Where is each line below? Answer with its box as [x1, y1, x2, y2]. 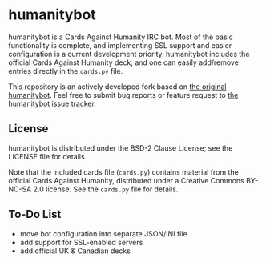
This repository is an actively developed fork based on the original [8, 82, 227, 91]
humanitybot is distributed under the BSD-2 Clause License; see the [8, 143, 233, 153]
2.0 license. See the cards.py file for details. [33, 184, 179, 194]
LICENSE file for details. [8, 151, 87, 161]
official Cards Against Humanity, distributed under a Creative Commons [8, 175, 244, 185]
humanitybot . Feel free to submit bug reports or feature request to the [8, 90, 239, 99]
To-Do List [8, 208, 62, 221]
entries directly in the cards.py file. [8, 66, 123, 75]
